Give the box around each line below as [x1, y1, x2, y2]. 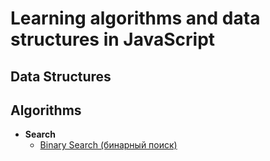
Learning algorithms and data [10, 7, 261, 30]
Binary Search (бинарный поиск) [39, 139, 178, 151]
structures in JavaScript [10, 28, 216, 51]
